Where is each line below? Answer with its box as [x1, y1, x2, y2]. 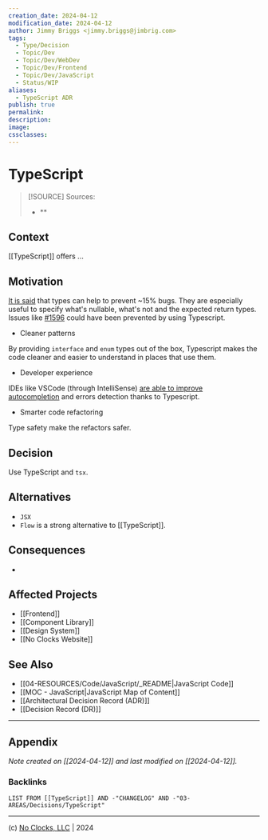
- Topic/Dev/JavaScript [15, 71, 94, 79]
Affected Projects [8, 588, 98, 602]
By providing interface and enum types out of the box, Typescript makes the [8, 344, 258, 354]
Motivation [8, 274, 64, 288]
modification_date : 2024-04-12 [8, 19, 112, 27]
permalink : [8, 109, 45, 117]
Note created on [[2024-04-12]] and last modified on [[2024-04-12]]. [8, 757, 238, 766]
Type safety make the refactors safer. [8, 423, 132, 433]
